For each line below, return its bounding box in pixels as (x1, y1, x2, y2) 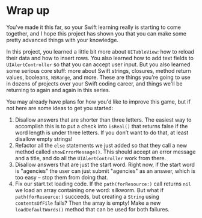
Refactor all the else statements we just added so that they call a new (14, 142, 188, 149)
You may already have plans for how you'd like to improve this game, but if (6, 98, 191, 105)
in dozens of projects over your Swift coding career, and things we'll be (6, 79, 183, 87)
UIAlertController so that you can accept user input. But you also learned (6, 61, 191, 68)
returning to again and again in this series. (6, 86, 111, 93)
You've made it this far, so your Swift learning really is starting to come (6, 23, 182, 31)
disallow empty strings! (14, 135, 73, 142)
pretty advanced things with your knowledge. (6, 36, 119, 43)
